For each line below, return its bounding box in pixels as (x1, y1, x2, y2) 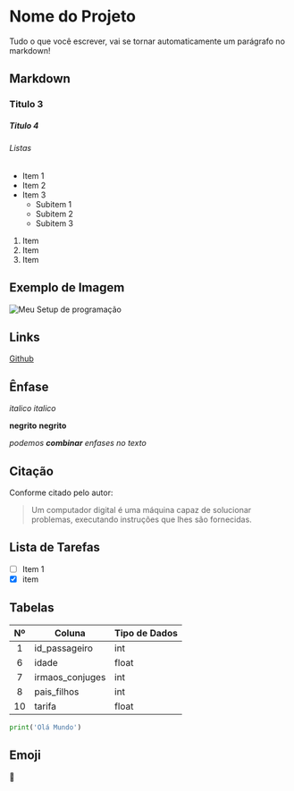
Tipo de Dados (114, 627, 179, 639)
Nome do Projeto (9, 6, 137, 27)
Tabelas (9, 601, 55, 616)
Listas (9, 143, 32, 154)
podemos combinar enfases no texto (9, 438, 147, 449)
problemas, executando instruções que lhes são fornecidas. (30, 514, 252, 525)
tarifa (34, 700, 56, 712)
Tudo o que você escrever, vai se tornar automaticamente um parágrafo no (9, 36, 286, 46)
